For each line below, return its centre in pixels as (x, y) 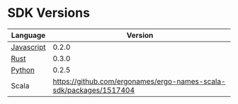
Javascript (28, 47)
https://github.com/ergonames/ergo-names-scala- (139, 81)
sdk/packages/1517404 (94, 90)
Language (28, 35)
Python (23, 70)
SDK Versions (49, 13)
